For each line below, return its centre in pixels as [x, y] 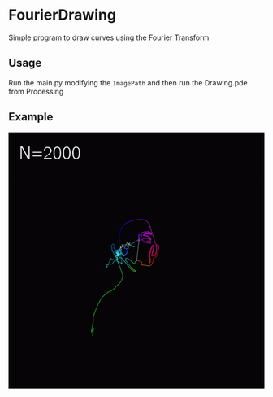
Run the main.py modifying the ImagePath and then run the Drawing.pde [128, 82]
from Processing [36, 91]
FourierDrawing [62, 15]
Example [31, 117]
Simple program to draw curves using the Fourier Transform [109, 37]
